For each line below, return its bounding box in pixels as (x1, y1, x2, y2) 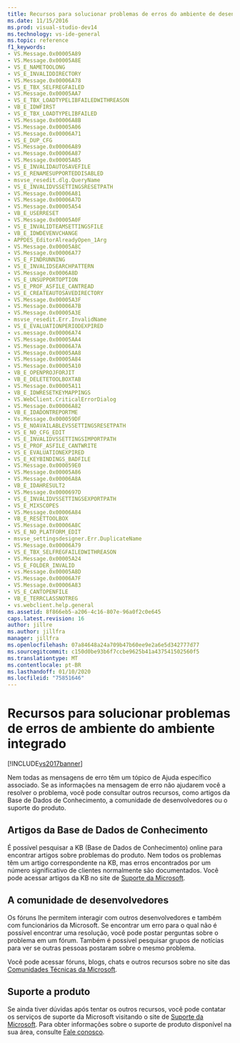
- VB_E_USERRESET (7, 210, 59, 217)
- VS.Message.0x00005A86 (7, 469, 81, 476)
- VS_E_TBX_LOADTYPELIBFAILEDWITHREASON (7, 97, 130, 104)
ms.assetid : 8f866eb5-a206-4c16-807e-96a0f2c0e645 (7, 608, 161, 615)
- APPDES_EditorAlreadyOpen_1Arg (7, 236, 107, 244)
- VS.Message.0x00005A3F (7, 296, 81, 304)
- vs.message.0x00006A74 (7, 329, 81, 336)
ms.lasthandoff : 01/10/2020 (7, 668, 91, 675)
